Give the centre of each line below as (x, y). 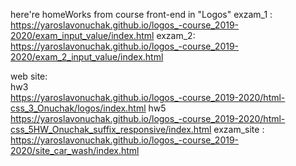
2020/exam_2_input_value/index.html (87, 57)
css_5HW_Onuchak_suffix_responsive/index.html (111, 129)
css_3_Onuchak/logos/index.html (78, 108)
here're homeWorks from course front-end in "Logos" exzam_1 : (141, 14)
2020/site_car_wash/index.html (75, 150)
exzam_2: (176, 35)
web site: (29, 76)
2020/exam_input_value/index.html (82, 35)
